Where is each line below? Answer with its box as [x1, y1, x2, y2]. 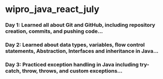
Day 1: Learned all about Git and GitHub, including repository [5, 22, 155, 29]
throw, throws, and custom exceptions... [22, 67, 123, 74]
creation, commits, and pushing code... [5, 28, 103, 35]
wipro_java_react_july [5, 4, 99, 15]
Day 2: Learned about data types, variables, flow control [5, 41, 145, 48]
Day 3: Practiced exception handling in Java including [5, 61, 139, 68]
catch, [5, 67, 21, 74]
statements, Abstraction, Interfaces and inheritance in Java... [5, 48, 159, 55]
